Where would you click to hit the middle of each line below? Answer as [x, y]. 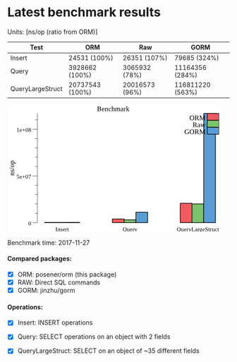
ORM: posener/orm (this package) [67, 274]
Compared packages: [39, 259]
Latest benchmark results [84, 12]
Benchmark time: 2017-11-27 [49, 242]
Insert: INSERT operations [55, 322]
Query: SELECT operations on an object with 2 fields [94, 337]
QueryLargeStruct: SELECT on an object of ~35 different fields [108, 351]
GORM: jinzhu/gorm [46, 291]
